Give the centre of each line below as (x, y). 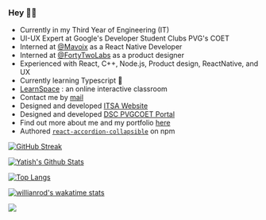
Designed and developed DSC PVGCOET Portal (97, 114)
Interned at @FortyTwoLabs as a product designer (102, 56)
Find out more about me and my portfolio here (95, 123)
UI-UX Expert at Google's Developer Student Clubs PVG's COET (125, 38)
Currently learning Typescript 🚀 (71, 81)
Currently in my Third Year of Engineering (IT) (94, 30)
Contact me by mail (52, 98)
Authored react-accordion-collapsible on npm (97, 131)
